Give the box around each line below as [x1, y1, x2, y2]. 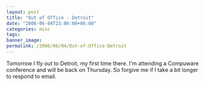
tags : [6, 32, 20, 38]
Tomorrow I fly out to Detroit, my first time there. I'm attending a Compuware [6, 59, 199, 67]
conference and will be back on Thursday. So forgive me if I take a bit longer [6, 66, 198, 73]
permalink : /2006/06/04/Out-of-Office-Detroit [6, 43, 127, 49]
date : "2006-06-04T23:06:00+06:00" [6, 20, 97, 26]
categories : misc [6, 26, 51, 32]
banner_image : [6, 37, 43, 43]
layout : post [6, 9, 40, 15]
